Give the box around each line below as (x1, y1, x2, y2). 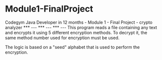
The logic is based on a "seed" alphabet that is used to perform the (5, 44, 140, 50)
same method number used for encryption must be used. (5, 35, 120, 41)
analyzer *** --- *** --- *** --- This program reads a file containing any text (5, 24, 157, 30)
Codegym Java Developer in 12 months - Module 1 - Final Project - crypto (5, 19, 153, 25)
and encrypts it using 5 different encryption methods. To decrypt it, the (5, 30, 147, 35)
